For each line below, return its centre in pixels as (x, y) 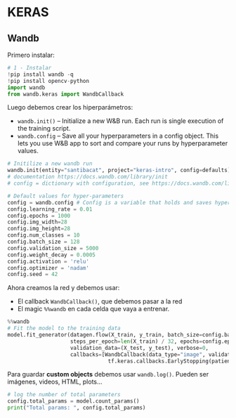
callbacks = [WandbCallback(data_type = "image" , (138, 354)
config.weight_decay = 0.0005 (52, 255)
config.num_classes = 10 (44, 235)
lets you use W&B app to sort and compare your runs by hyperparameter (123, 143)
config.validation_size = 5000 (53, 248)
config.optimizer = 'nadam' (48, 268)
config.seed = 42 (33, 275)
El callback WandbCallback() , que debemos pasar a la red (100, 301)
